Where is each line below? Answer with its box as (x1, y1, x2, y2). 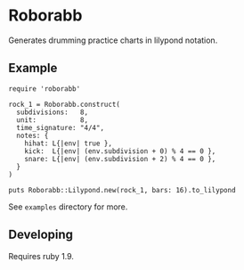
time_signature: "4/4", (16, 123, 104, 132)
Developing (8, 227, 73, 242)
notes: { (16, 131, 49, 140)
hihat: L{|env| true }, (24, 139, 113, 148)
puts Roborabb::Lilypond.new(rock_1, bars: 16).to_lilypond (8, 185, 237, 194)
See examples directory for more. (8, 201, 128, 212)
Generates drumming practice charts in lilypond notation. (8, 35, 218, 45)
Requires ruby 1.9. (8, 250, 75, 261)
